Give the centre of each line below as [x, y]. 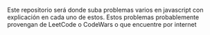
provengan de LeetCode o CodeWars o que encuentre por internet [102, 24]
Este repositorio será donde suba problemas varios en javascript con [105, 10]
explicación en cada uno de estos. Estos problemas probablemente [103, 17]
